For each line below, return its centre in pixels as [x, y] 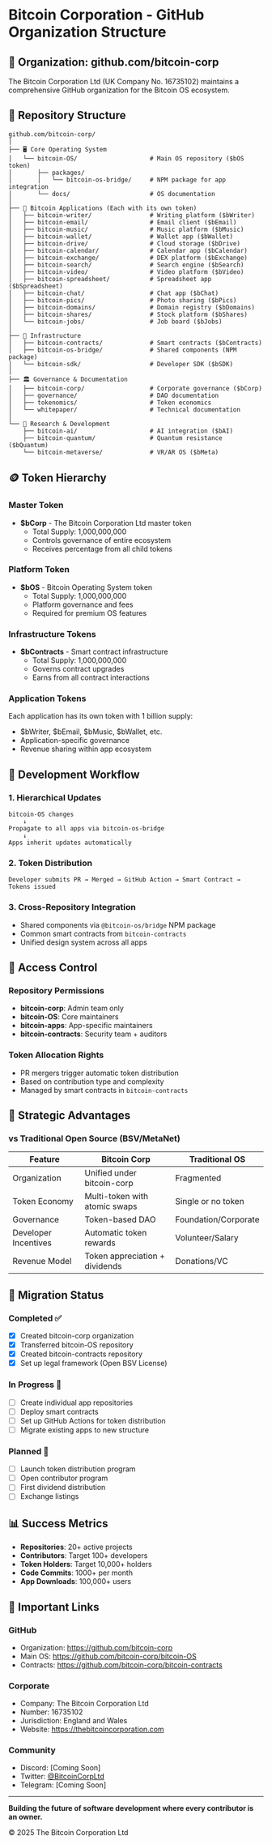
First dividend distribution [63, 1488]
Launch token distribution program [78, 1469]
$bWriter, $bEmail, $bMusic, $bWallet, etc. [91, 732]
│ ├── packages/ [47, 173]
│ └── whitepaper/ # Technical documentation [125, 410]
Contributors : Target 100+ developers [84, 1556]
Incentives [32, 1243]
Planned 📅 [29, 1451]
